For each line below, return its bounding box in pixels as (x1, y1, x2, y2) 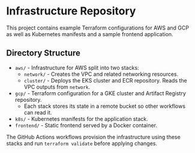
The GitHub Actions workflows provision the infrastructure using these (6, 133, 181, 140)
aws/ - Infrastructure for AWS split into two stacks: (14, 64, 139, 71)
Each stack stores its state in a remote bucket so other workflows (23, 102, 186, 110)
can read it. (23, 108, 52, 116)
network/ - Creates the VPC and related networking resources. (23, 70, 179, 78)
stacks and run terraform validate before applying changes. (6, 140, 158, 147)
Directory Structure (6, 48, 81, 58)
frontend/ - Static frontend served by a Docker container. (14, 122, 158, 129)
